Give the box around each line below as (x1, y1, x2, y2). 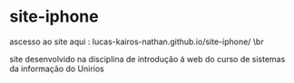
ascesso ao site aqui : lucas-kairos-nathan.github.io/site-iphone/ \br (9, 36, 265, 47)
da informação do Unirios (9, 63, 104, 74)
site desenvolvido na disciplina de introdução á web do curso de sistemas (9, 53, 286, 64)
